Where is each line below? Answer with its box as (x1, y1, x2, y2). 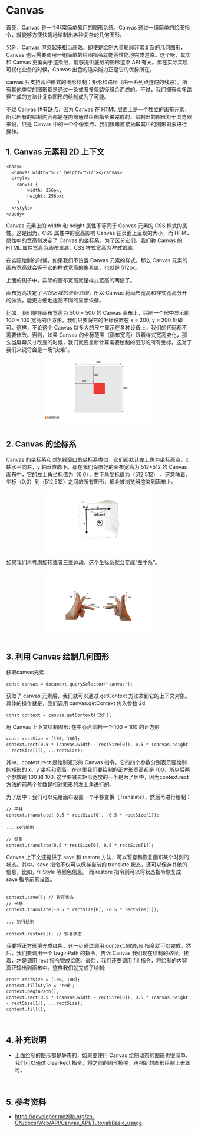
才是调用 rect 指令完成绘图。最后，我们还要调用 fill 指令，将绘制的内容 (16, 957, 187, 964)
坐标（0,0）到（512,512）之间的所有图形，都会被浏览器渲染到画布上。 (6, 478, 177, 485)
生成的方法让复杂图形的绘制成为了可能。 (11, 93, 110, 100)
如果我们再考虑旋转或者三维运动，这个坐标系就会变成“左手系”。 (6, 559, 161, 566)
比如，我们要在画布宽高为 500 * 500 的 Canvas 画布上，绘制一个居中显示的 (6, 309, 190, 316)
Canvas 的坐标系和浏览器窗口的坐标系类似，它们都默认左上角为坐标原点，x (6, 456, 189, 463)
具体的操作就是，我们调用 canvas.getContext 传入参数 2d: (6, 699, 147, 706)
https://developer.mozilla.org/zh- (14, 1113, 95, 1120)
